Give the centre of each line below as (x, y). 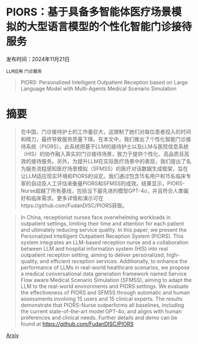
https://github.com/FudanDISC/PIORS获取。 (74, 205)
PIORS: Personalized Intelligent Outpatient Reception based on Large (104, 82)
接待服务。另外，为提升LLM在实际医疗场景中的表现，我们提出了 (109, 161)
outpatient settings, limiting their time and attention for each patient (102, 223)
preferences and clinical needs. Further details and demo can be (99, 317)
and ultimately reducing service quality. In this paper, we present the (104, 230)
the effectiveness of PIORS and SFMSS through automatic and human (105, 292)
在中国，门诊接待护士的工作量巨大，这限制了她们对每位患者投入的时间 (106, 132)
